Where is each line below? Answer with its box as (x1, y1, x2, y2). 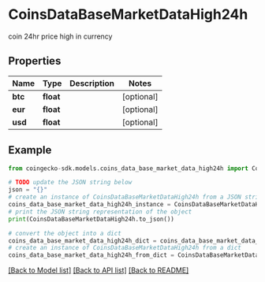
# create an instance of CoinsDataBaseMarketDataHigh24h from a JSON (8, 193, 242, 202)
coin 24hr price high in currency (8, 32, 113, 41)
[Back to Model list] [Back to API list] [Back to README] (8, 265, 189, 275)
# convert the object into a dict (8, 229, 122, 237)
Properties (8, 54, 62, 68)
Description (69, 77, 114, 88)
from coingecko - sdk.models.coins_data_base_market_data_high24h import (8, 164, 248, 173)
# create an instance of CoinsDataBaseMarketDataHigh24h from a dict (8, 244, 242, 252)
